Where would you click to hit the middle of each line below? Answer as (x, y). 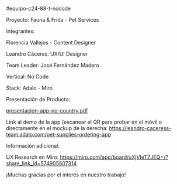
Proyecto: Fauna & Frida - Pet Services (53, 20)
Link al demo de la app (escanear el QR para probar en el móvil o (84, 122)
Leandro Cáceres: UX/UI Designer (47, 54)
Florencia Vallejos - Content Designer (51, 42)
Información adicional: (33, 146)
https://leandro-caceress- (140, 128)
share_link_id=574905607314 (41, 163)
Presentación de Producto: (38, 99)
